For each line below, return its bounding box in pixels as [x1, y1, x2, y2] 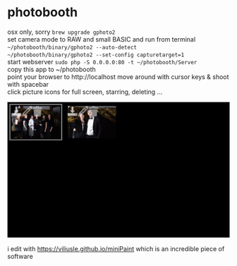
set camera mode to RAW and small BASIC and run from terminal [7, 35, 196, 43]
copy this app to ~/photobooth [7, 65, 97, 73]
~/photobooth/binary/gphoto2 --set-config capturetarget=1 [7, 51, 185, 59]
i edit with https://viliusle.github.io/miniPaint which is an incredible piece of [7, 244, 225, 253]
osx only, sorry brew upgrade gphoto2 [7, 28, 116, 36]
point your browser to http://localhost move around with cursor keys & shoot [7, 72, 229, 81]
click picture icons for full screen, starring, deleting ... [7, 87, 163, 96]
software [7, 252, 33, 260]
